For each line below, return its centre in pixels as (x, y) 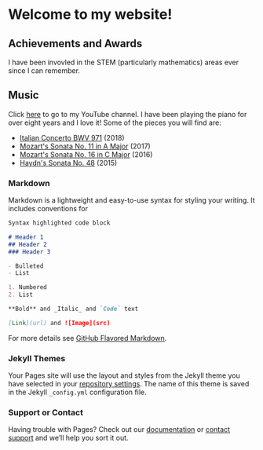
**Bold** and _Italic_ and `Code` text (73, 309)
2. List (21, 295)
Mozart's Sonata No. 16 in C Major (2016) (86, 154)
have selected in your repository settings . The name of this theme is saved (129, 384)
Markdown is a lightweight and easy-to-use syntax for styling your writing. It (131, 200)
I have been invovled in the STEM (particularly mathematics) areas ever (124, 62)
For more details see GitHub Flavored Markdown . (88, 338)
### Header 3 (29, 252)
